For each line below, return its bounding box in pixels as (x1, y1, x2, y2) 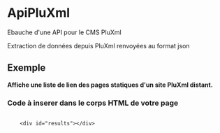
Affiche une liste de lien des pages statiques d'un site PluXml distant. (7, 80, 213, 89)
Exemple (7, 62, 46, 74)
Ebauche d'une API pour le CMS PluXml (7, 28, 122, 36)
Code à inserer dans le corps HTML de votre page (7, 98, 179, 108)
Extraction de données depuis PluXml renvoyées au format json (7, 41, 190, 50)
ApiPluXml (7, 5, 71, 21)
